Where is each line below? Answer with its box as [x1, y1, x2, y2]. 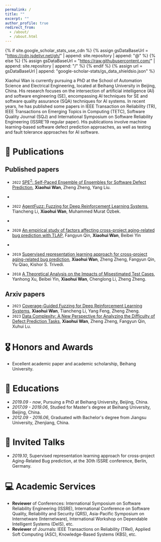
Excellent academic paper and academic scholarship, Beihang [12, 361, 136, 367]
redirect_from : [5, 25, 36, 30]
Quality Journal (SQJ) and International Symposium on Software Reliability [5, 114, 153, 119]
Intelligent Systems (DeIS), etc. [12, 521, 74, 527]
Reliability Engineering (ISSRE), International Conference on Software [12, 506, 150, 511]
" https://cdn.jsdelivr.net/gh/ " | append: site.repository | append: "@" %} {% [5, 52, 156, 58]
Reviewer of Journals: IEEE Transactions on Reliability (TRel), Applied [12, 526, 151, 532]
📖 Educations [5, 383, 59, 394]
